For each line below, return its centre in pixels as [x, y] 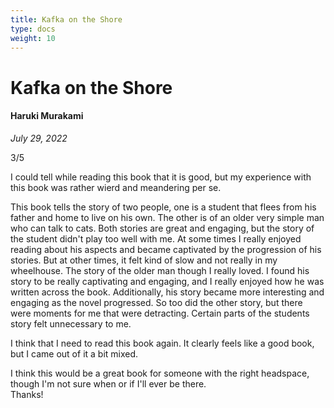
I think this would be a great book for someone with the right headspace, [160, 373]
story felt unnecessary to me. [71, 323]
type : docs [33, 29]
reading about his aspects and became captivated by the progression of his [166, 249]
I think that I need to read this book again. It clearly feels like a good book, [162, 343]
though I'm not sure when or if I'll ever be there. [108, 383]
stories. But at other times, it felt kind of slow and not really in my [144, 260]
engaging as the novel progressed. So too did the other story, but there [156, 302]
